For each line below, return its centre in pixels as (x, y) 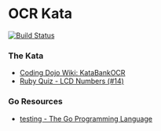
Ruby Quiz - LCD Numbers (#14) (71, 81)
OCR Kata (40, 14)
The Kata (26, 56)
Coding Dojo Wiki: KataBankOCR (72, 73)
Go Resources (35, 101)
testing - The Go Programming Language (86, 118)
